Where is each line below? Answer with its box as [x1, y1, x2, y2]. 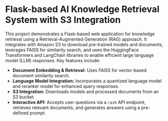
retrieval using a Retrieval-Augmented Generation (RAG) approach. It [5, 36, 147, 42]
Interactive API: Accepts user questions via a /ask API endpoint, [12, 99, 146, 105]
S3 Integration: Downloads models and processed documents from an [12, 88, 159, 94]
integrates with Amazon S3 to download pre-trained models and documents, [5, 41, 163, 47]
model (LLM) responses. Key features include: [5, 57, 101, 63]
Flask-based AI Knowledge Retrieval [5, 4, 159, 15]
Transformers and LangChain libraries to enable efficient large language [5, 52, 154, 58]
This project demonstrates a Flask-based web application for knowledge [5, 31, 155, 37]
